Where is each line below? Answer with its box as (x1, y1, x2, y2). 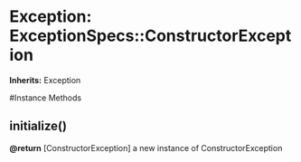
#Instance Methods (9, 92, 82, 103)
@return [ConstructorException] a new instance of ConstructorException (9, 142, 283, 153)
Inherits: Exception (9, 74, 81, 85)
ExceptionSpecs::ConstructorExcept (9, 25, 292, 46)
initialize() (9, 119, 68, 134)
